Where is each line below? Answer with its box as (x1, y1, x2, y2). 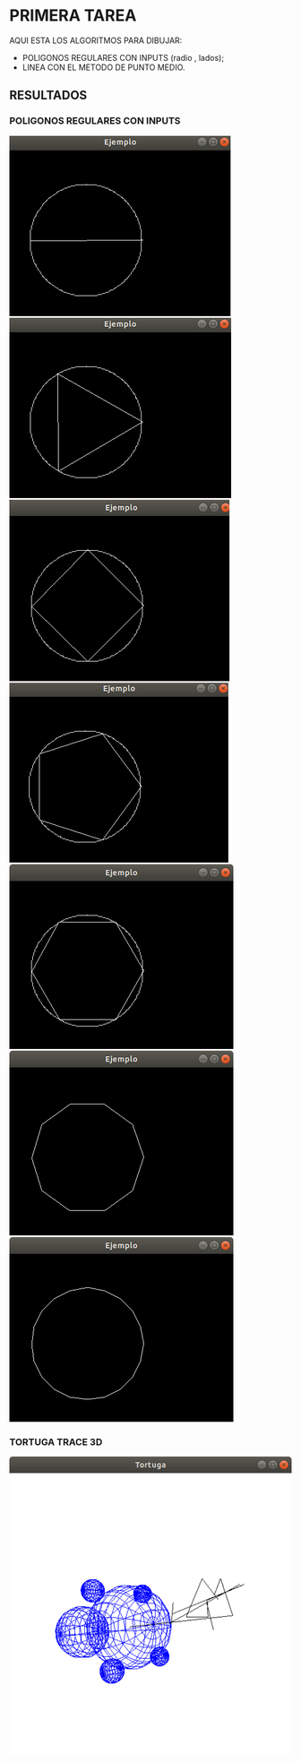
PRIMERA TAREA (9, 5, 137, 26)
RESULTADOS (9, 88, 88, 103)
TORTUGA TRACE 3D (9, 1435, 103, 1448)
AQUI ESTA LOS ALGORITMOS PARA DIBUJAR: (9, 35, 183, 46)
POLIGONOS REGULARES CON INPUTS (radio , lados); (21, 52, 225, 63)
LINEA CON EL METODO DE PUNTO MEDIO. (21, 62, 185, 73)
